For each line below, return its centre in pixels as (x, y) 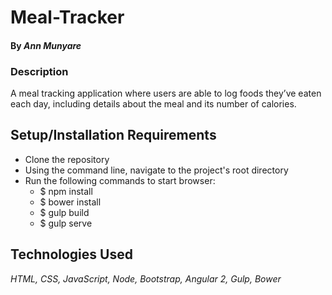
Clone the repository (67, 159)
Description (39, 71)
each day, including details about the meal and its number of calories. (153, 104)
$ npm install (66, 191)
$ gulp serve (66, 223)
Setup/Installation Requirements (113, 135)
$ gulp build (64, 212)
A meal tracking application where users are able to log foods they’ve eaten (166, 93)
